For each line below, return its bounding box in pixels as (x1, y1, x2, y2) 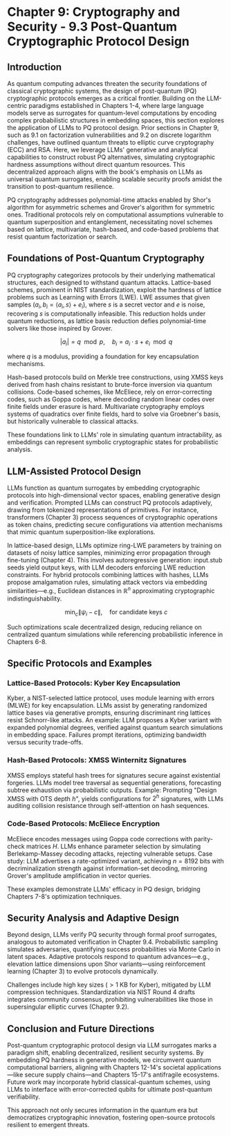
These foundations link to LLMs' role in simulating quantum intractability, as (7, 430, 223, 439)
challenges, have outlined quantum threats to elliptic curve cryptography (7, 138, 214, 146)
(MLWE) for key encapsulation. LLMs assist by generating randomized (7, 702, 207, 710)
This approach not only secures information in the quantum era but (7, 1106, 198, 1115)
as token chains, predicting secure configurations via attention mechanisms (7, 520, 223, 529)
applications (186, 1063, 221, 1072)
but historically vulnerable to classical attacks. (7, 417, 139, 425)
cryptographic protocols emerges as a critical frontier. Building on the (7, 94, 205, 102)
